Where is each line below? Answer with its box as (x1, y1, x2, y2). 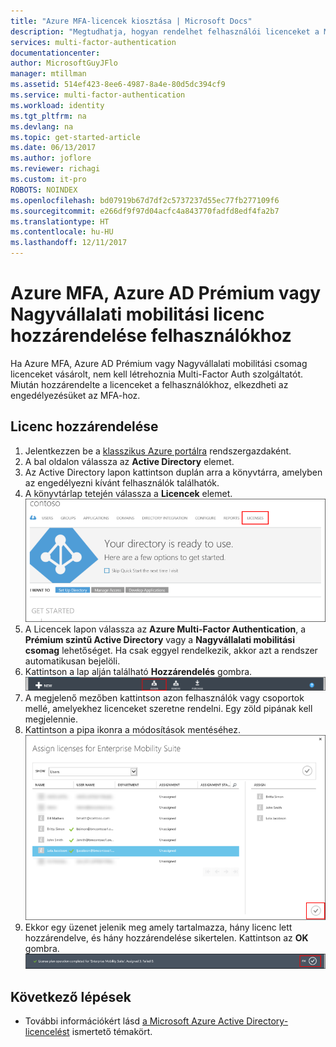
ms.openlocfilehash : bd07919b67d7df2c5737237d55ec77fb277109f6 (10, 195, 280, 205)
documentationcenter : (10, 48, 101, 58)
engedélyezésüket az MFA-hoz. (10, 389, 141, 401)
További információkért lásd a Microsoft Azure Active (24, 1015, 245, 1027)
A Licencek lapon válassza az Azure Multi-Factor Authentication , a (24, 623, 307, 635)
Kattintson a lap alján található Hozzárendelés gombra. (24, 666, 253, 678)
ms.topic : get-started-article (10, 132, 141, 142)
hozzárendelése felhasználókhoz (10, 325, 292, 347)
